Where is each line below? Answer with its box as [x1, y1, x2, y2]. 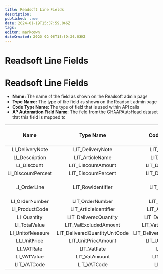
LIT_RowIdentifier [72, 184, 113, 190]
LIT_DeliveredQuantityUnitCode [56, 230, 129, 236]
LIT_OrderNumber [72, 198, 113, 204]
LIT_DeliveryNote [73, 146, 113, 153]
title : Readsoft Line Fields [5, 7, 64, 12]
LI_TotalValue [14, 222, 45, 228]
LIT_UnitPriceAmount [68, 237, 117, 244]
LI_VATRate [16, 245, 43, 252]
